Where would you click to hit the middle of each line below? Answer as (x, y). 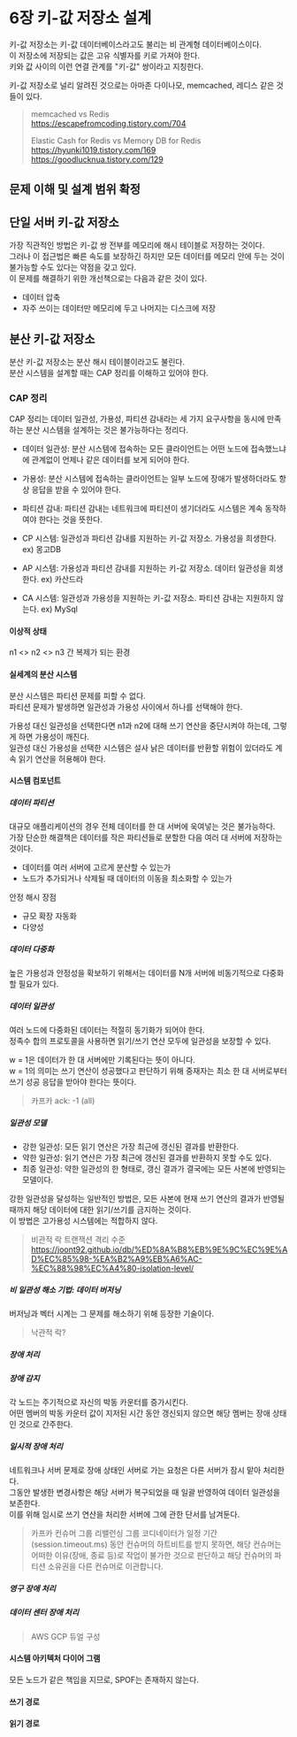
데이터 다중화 (32, 949)
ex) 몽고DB (42, 550)
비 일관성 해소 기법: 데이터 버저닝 (65, 1289)
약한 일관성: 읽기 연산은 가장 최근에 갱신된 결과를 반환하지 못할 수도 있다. (147, 1158)
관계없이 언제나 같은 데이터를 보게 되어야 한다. (110, 460)
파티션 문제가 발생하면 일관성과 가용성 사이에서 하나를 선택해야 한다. (126, 707)
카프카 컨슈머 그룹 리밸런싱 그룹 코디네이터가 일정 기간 (124, 1533)
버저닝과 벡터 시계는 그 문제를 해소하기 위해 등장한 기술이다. (112, 1314)
